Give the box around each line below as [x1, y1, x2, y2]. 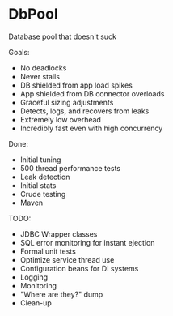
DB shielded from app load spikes [19, 80, 133, 90]
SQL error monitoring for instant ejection [19, 237, 155, 247]
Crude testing [19, 189, 66, 199]
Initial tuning [19, 155, 61, 164]
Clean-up [19, 297, 53, 308]
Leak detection [19, 172, 70, 181]
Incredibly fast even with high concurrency [19, 123, 163, 133]
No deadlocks [19, 62, 67, 73]
